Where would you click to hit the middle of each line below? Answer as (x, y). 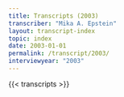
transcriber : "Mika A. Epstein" (62, 23)
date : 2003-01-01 (37, 46)
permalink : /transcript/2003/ (59, 53)
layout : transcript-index (52, 31)
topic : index (30, 38)
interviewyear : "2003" (46, 61)
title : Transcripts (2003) (54, 16)
